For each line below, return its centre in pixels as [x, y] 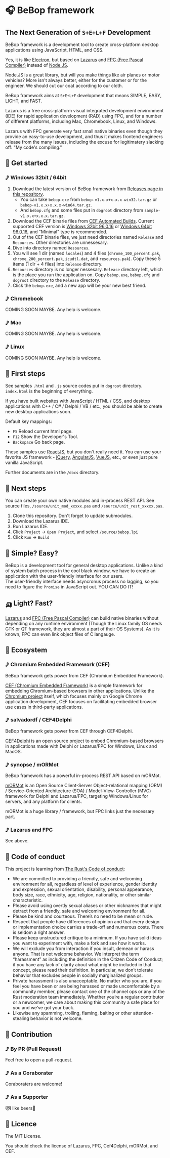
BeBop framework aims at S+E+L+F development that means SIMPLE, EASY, [83, 95]
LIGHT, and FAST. [24, 101]
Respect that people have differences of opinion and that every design [86, 922]
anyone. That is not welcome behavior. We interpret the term [76, 954]
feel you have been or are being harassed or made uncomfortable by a [86, 986]
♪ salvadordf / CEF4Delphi [38, 720]
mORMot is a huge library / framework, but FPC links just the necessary [80, 811]
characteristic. [28, 900]
